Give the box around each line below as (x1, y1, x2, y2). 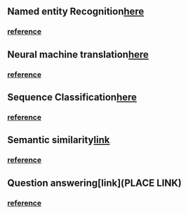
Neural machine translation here (7, 49, 149, 61)
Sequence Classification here (7, 92, 137, 103)
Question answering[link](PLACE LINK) (7, 177, 182, 189)
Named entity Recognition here (7, 6, 145, 18)
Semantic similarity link (7, 134, 110, 146)
